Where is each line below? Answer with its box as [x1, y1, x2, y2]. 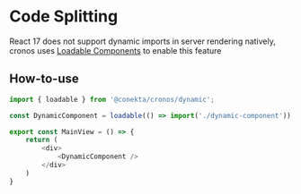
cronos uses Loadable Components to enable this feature [9, 45, 222, 55]
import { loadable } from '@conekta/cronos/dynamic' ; [9, 95, 216, 104]
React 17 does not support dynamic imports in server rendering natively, [9, 36, 277, 46]
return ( [25, 136, 58, 145]
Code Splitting [9, 6, 119, 27]
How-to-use [9, 72, 79, 87]
